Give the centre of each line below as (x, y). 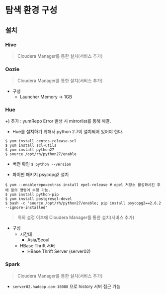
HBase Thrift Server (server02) (59, 251)
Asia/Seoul (38, 240)
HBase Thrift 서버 (37, 246)
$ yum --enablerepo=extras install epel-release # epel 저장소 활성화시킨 (80, 185)
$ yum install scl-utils (31, 146)
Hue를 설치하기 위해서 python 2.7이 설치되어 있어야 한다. (68, 132)
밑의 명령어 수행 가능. (31, 190)
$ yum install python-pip (32, 195)
